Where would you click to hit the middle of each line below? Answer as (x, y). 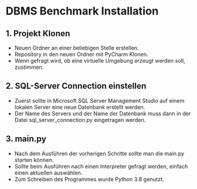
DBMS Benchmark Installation (82, 11)
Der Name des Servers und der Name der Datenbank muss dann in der (102, 114)
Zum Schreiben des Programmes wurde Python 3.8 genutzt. (89, 179)
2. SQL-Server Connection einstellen (76, 86)
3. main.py (26, 139)
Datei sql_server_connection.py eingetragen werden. (80, 120)
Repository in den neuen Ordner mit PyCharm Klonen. (81, 54)
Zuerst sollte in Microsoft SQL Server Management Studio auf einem (99, 100)
